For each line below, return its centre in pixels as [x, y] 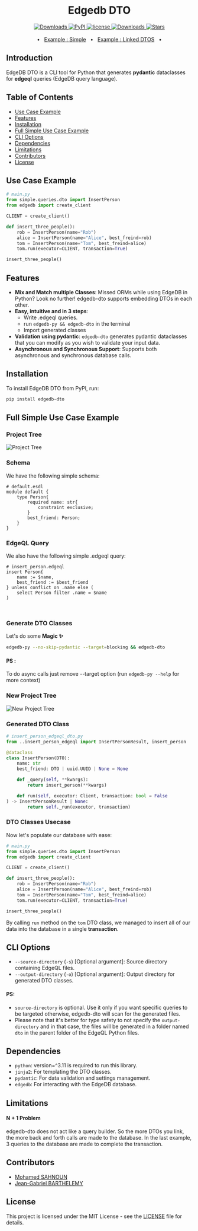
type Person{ [33, 497]
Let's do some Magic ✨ [35, 636]
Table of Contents [40, 98]
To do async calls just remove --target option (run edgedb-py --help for [93, 674]
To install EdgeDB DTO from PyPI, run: [53, 388]
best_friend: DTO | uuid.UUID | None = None [72, 769]
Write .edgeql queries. [51, 317]
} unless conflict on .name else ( [50, 587]
